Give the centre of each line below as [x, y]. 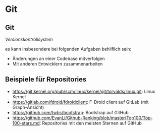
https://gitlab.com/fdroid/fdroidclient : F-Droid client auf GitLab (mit [80, 102]
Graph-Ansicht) [28, 107]
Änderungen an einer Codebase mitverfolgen [58, 59]
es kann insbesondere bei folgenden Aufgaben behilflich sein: [68, 49]
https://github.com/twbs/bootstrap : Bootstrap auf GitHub [70, 112]
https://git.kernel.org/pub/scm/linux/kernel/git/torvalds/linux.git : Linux [83, 91]
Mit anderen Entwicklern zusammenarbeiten [57, 64]
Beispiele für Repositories [46, 80]
